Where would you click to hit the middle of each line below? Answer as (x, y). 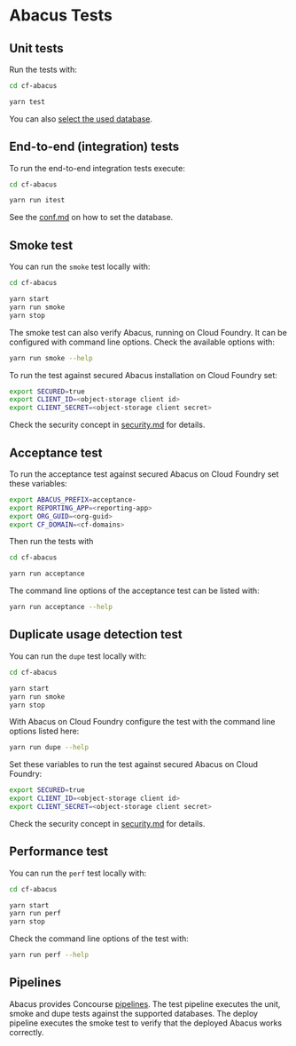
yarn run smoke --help (51, 358)
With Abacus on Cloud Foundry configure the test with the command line (142, 722)
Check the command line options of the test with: (99, 939)
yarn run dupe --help (49, 748)
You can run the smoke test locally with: (80, 266)
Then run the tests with (51, 542)
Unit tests (36, 48)
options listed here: (44, 731)
